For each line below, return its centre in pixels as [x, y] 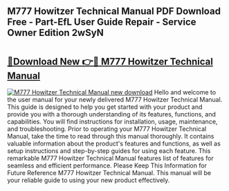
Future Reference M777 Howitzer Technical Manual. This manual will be [109, 173]
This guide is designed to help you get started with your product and [105, 107]
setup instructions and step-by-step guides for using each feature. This [109, 151]
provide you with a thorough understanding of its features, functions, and [112, 114]
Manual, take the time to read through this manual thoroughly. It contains [111, 136]
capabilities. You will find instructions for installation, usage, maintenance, [112, 121]
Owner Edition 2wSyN [55, 33]
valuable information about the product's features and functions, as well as [114, 143]
